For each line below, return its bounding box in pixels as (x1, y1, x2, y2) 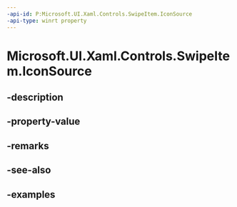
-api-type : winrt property (6, 17, 87, 24)
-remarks (6, 140, 49, 152)
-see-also (6, 164, 51, 176)
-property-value (6, 116, 81, 128)
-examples (6, 188, 56, 201)
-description (6, 91, 64, 103)
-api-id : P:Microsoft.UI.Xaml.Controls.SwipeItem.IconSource (6, 10, 193, 18)
